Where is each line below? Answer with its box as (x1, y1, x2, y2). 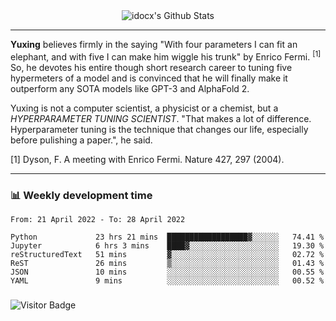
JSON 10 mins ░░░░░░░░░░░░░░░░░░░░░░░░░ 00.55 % (10, 267, 325, 277)
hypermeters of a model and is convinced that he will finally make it (10, 72, 288, 84)
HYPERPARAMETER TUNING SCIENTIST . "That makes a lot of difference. (10, 112, 312, 124)
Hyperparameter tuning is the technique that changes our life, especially (10, 123, 309, 135)
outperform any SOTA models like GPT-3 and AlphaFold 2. (10, 82, 250, 94)
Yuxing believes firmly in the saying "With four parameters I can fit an (10, 39, 298, 50)
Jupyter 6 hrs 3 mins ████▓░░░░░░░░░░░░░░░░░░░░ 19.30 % (10, 240, 325, 251)
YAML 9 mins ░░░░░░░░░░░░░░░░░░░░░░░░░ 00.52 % (10, 275, 325, 286)
